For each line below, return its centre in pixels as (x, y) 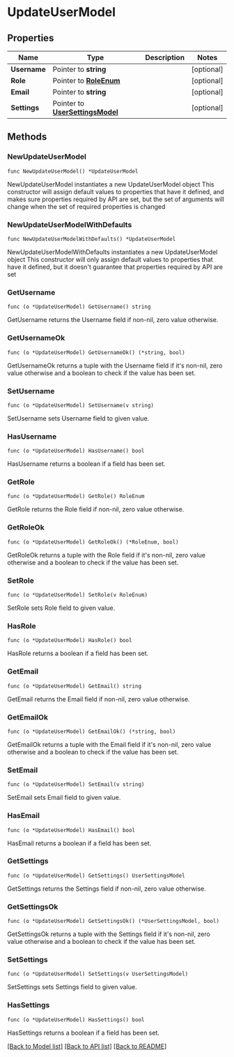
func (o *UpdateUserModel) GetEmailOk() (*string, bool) (92, 731)
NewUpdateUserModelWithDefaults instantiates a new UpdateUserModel (112, 252)
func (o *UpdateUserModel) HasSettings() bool (76, 1020)
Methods (27, 137)
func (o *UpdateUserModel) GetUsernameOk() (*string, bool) (96, 352)
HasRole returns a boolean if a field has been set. (78, 653)
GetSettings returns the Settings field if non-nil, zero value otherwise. (107, 889)
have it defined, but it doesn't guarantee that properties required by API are (115, 267)
